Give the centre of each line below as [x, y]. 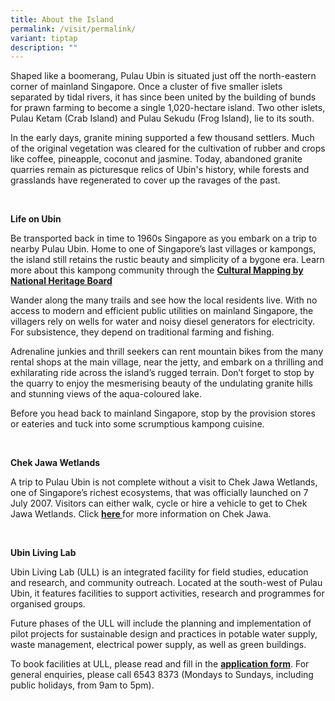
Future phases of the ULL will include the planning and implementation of [161, 623]
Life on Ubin [36, 219]
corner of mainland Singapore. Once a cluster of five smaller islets [146, 87]
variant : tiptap [44, 38]
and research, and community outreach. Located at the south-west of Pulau [166, 583]
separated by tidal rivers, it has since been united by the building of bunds [163, 97]
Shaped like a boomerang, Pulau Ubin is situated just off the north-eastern [163, 76]
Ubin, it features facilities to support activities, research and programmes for [167, 593]
